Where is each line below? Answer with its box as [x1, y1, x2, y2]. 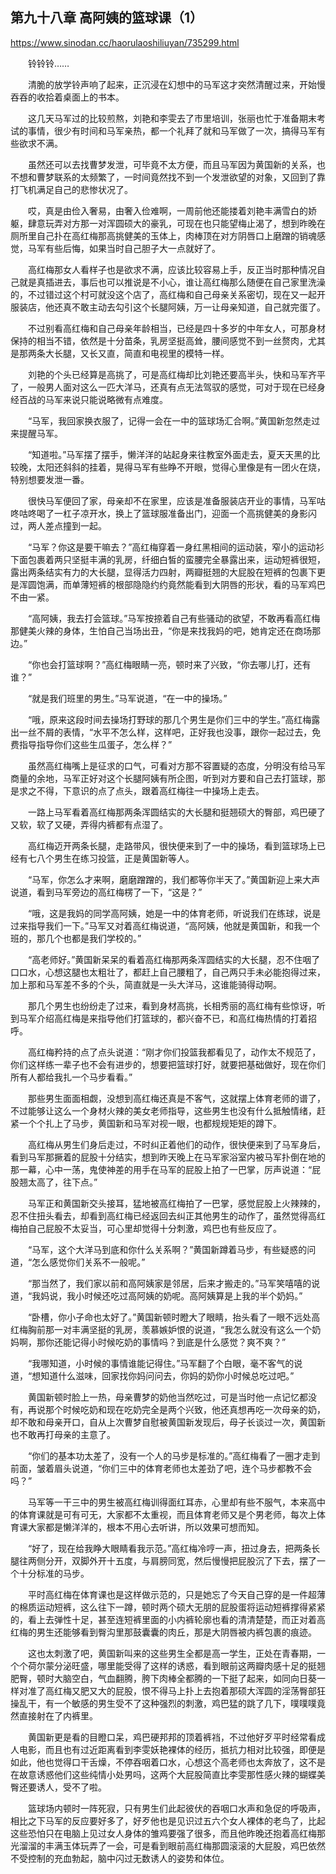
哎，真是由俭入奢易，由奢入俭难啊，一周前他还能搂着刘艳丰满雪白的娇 [27, 204, 317, 217]
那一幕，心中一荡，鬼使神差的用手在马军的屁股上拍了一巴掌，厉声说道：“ [10, 1163, 313, 1175]
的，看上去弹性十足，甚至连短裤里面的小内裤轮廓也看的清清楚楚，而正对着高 [10, 1613, 326, 1625]
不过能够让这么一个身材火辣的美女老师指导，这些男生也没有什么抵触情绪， [10, 1104, 317, 1117]
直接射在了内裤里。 [18, 1709, 98, 1722]
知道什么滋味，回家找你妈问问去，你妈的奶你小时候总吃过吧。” [40, 1369, 295, 1382]
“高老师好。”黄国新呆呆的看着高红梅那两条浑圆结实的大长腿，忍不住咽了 [27, 953, 321, 965]
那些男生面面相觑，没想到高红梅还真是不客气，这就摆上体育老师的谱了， [27, 1092, 326, 1104]
